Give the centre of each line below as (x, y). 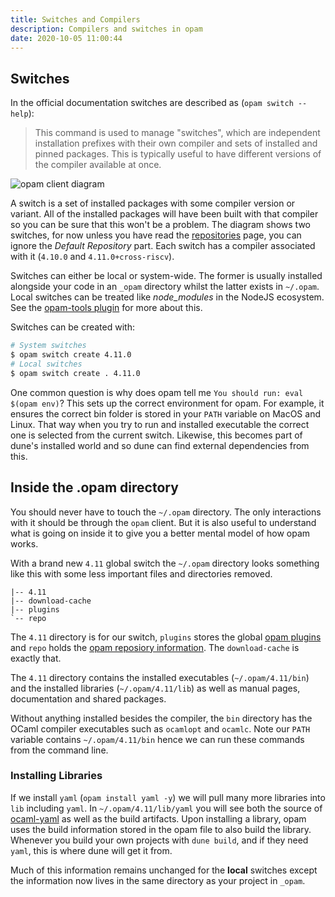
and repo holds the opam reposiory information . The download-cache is (155, 647)
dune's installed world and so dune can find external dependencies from (160, 445)
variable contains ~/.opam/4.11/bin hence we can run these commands (157, 739)
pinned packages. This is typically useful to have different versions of (178, 154)
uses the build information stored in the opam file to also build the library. (161, 829)
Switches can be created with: (72, 327)
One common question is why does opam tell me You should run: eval (157, 392)
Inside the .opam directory (94, 487)
